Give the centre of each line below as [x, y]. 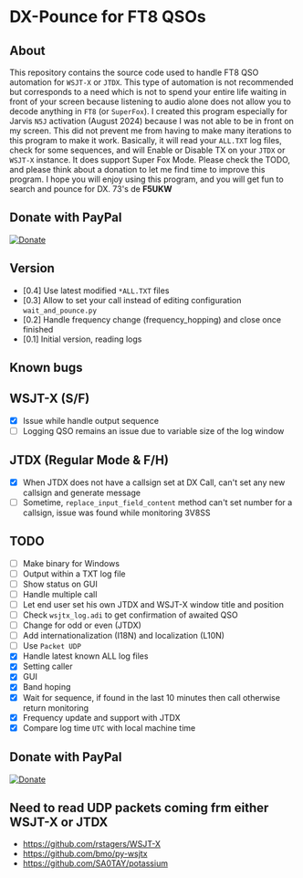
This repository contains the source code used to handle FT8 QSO [134, 72]
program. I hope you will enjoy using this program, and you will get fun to [147, 179]
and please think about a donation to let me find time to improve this [137, 169]
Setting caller [47, 666]
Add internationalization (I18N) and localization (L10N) [124, 636]
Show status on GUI [60, 584]
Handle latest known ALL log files [85, 656]
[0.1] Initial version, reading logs [82, 339]
